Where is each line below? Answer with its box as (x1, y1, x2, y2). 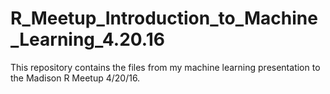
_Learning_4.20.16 (10, 28, 165, 51)
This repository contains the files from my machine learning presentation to (10, 61, 321, 73)
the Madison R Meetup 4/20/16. (10, 72, 141, 84)
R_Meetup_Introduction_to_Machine (10, 7, 318, 30)
